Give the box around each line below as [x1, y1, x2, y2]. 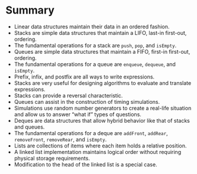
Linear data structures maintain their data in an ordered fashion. [14, 23, 170, 30]
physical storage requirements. [14, 155, 90, 162]
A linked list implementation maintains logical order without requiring [14, 148, 182, 155]
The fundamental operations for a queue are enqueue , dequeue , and [14, 60, 176, 68]
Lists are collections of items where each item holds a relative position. [14, 142, 187, 149]
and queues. [14, 123, 45, 130]
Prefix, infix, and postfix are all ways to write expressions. [14, 73, 155, 80]
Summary [5, 4, 54, 17]
